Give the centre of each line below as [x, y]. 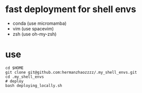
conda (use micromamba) [40, 23]
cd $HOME [14, 68]
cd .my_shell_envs [25, 77]
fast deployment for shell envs [71, 9]
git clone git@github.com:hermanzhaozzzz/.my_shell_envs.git [71, 72]
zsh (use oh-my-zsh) [34, 34]
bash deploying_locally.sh [34, 85]
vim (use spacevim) [33, 28]
